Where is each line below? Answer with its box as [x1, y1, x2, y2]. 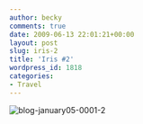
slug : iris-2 [9, 47, 58, 56]
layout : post [9, 38, 58, 48]
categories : [9, 72, 54, 81]
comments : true [9, 22, 67, 31]
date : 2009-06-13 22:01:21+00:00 [9, 30, 135, 39]
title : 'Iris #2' [9, 55, 75, 64]
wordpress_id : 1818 [9, 64, 83, 73]
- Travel [9, 80, 42, 89]
